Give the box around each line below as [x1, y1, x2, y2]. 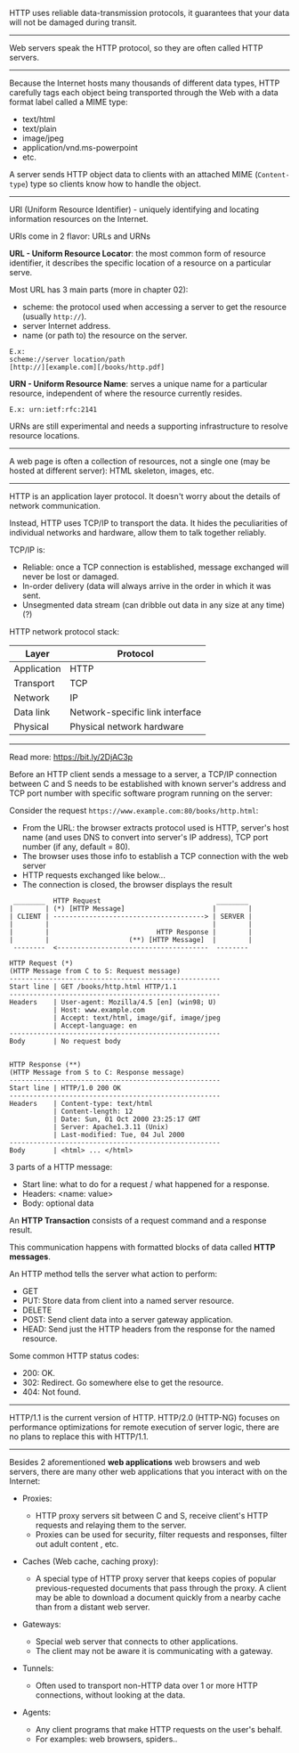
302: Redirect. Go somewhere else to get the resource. [21, 1377, 224, 1388]
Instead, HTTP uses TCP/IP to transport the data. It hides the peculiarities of [9, 518, 288, 528]
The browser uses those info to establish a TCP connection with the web [21, 851, 289, 861]
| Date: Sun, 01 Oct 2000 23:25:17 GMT [53, 1115, 201, 1124]
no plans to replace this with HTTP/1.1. [9, 1431, 149, 1442]
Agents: [21, 1707, 52, 1717]
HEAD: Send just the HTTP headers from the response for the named [21, 1323, 276, 1334]
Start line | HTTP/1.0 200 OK [9, 1084, 122, 1093]
